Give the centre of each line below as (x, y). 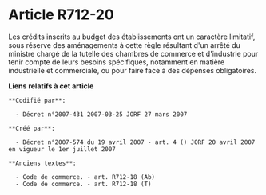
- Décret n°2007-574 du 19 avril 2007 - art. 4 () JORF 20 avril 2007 (135, 142)
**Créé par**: (32, 128)
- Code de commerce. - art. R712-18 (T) (83, 184)
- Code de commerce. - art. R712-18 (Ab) (85, 177)
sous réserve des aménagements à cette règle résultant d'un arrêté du (125, 45)
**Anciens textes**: (43, 163)
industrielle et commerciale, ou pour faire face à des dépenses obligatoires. (133, 70)
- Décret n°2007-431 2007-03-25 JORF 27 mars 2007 (101, 114)
